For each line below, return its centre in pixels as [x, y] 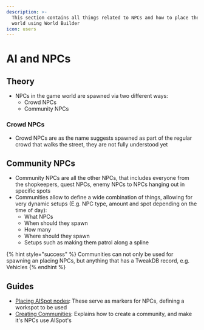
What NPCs [39, 217]
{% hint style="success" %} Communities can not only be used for [90, 254]
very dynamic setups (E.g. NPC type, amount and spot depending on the [106, 204]
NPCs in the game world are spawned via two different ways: [91, 96]
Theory [21, 81]
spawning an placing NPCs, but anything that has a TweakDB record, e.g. [98, 261]
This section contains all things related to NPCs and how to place [100, 18]
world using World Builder [46, 23]
